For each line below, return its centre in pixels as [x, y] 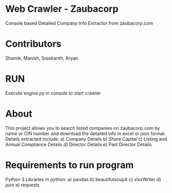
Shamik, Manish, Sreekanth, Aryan [42, 58]
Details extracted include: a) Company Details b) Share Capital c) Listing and [86, 139]
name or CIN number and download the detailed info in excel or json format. [85, 133]
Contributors [33, 44]
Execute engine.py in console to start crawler [53, 93]
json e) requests [22, 185]
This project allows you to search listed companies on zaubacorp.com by [83, 128]
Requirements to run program [70, 165]
